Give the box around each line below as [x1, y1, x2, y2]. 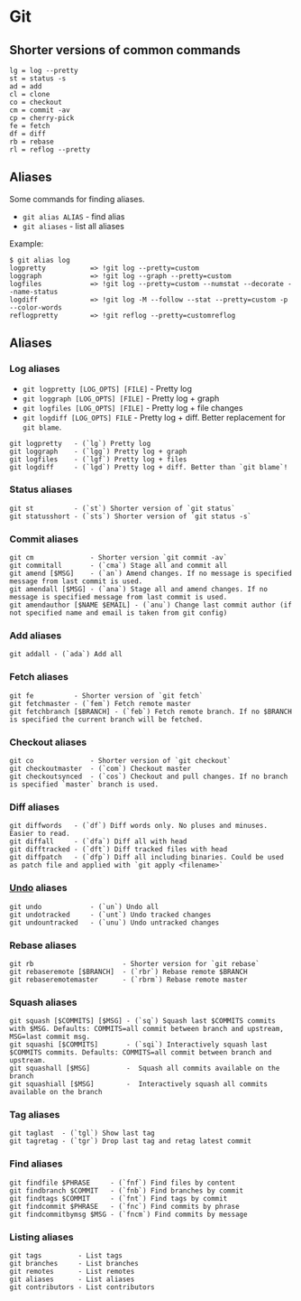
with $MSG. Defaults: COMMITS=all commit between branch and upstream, [9, 1025, 284, 1034]
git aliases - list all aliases [22, 220, 124, 231]
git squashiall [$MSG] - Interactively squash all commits [9, 1080, 269, 1089]
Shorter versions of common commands [9, 42, 242, 58]
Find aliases [9, 1157, 63, 1170]
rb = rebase [9, 137, 54, 146]
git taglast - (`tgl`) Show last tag [9, 1129, 155, 1138]
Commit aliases [9, 533, 79, 545]
